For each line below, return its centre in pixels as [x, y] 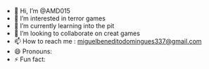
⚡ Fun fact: [30, 59]
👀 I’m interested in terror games [59, 18]
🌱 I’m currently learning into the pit [64, 26]
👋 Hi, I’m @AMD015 [42, 11]
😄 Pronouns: [33, 51]
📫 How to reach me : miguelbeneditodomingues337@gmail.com [108, 41]
